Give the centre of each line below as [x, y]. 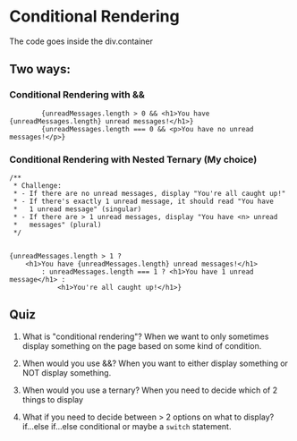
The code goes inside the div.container [81, 41]
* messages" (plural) [57, 225]
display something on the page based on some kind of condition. [142, 345]
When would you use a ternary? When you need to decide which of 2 [150, 390]
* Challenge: [38, 185]
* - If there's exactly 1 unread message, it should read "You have [144, 201]
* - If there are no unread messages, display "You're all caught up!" [149, 193]
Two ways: [40, 69]
